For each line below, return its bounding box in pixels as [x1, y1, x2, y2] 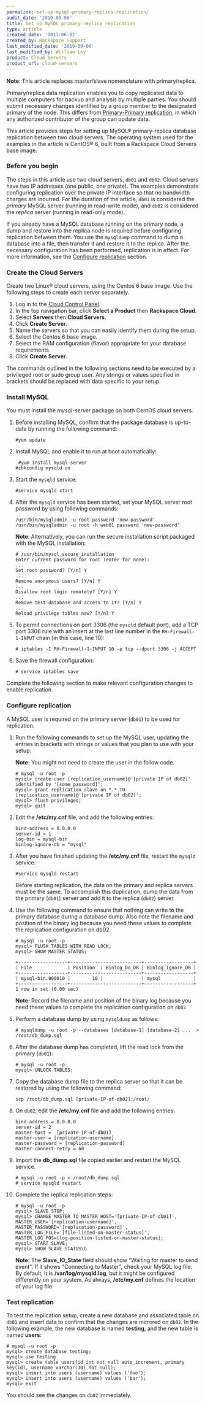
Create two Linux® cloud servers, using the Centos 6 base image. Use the [6, 282, 193, 290]
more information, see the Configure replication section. [6, 253, 148, 260]
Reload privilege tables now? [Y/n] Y [15, 610, 114, 617]
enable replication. [6, 686, 53, 693]
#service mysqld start [15, 488, 73, 494]
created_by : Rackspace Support [6, 37, 86, 44]
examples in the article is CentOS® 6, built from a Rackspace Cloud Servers [6, 140, 197, 147]
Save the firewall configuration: [15, 657, 94, 664]
